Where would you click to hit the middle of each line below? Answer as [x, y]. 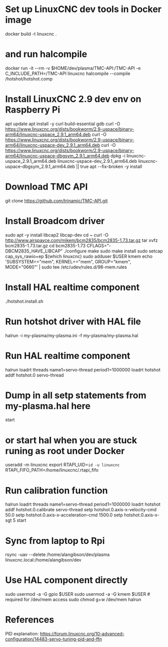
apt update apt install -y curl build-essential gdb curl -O [63, 124]
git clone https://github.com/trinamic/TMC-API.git [56, 201]
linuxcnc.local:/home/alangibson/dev [43, 560]
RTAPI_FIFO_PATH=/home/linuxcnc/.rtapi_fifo [52, 470]
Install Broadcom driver [55, 221]
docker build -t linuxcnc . [31, 34]
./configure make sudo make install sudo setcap [113, 251]
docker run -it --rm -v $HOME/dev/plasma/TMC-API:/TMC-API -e [73, 68]
